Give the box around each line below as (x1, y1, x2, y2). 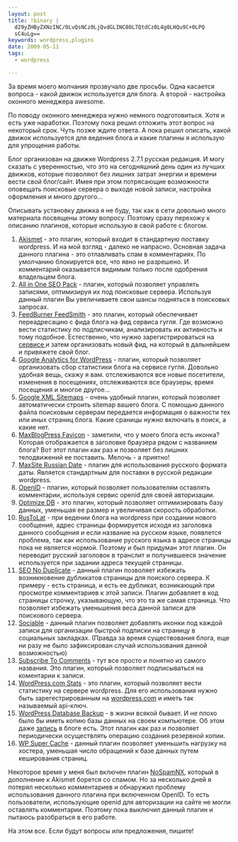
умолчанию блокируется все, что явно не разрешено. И (18, 257, 190, 266)
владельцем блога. (18, 272, 76, 280)
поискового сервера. (18, 610, 84, 620)
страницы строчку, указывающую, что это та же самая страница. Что (18, 596, 231, 604)
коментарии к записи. (18, 671, 86, 680)
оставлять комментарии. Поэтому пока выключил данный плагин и (8, 805, 213, 814)
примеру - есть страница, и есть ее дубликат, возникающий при (18, 581, 215, 589)
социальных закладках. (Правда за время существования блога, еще (18, 633, 229, 642)
